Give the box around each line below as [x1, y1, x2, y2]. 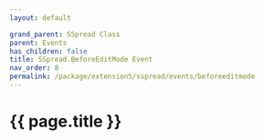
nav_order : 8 [9, 64, 59, 73]
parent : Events [9, 38, 68, 47]
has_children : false [9, 46, 89, 55]
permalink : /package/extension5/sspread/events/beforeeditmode [9, 72, 256, 82]
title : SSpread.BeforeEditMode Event [9, 55, 153, 65]
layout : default [9, 13, 71, 23]
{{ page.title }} [9, 111, 122, 132]
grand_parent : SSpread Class [9, 29, 121, 39]
